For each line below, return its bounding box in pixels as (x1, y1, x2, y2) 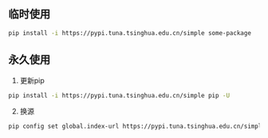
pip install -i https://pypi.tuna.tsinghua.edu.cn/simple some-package (8, 29, 251, 37)
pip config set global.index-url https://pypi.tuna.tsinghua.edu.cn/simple (8, 122, 266, 131)
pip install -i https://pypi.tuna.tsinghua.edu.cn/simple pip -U (8, 91, 230, 99)
